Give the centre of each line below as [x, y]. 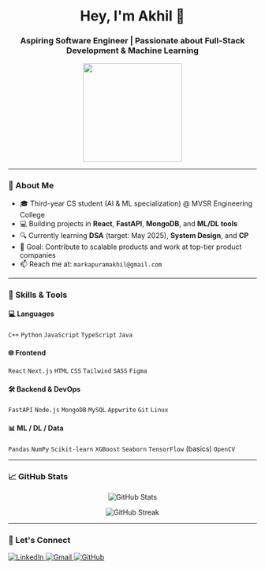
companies [38, 255]
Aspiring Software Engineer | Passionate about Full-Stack [132, 41]
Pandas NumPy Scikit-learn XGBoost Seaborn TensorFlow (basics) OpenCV [121, 448]
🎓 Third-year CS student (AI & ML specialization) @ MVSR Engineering [136, 203]
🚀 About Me [31, 186]
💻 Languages [32, 314]
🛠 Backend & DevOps [45, 389]
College [32, 214]
